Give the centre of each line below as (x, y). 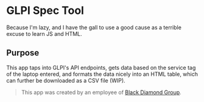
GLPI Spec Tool (45, 11)
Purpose (23, 53)
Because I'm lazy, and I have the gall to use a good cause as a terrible (94, 27)
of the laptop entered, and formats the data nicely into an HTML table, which (102, 74)
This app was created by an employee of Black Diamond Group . (101, 92)
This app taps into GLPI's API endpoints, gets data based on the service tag (101, 67)
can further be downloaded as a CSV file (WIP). (66, 80)
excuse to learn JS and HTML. (44, 33)
